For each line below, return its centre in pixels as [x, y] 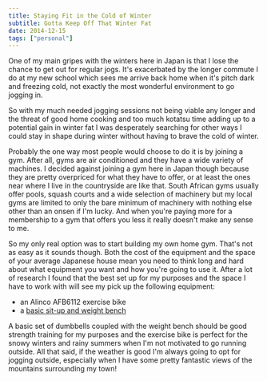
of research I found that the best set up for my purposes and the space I [127, 278]
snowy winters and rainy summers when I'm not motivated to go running [128, 343]
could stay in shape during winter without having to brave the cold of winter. [134, 136]
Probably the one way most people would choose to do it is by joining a [126, 152]
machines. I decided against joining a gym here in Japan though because [129, 168]
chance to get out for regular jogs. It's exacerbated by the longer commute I [133, 70]
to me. [19, 229]
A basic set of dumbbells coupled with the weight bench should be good [128, 326]
